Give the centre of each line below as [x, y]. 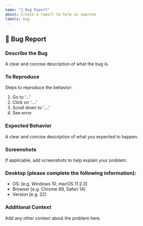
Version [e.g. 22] [29, 194]
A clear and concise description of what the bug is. [57, 64]
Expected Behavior [28, 126]
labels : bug [17, 19]
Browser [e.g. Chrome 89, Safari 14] [49, 189]
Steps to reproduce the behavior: [39, 88]
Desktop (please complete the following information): [71, 173]
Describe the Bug [26, 53]
